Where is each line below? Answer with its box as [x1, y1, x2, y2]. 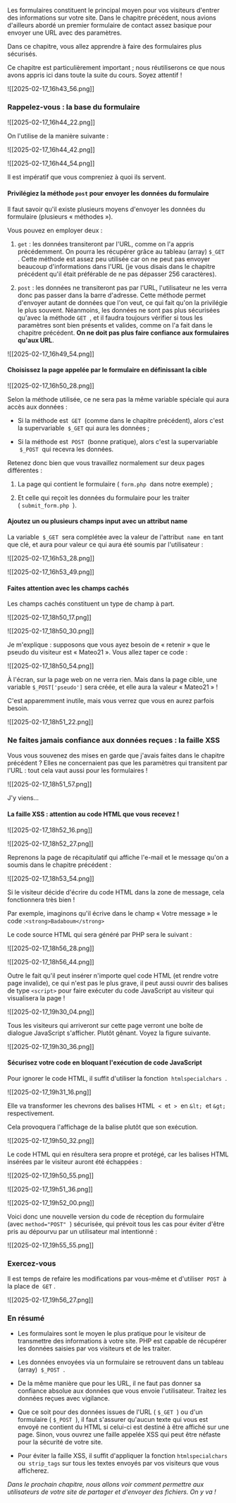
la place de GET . [7, 1282, 56, 1291]
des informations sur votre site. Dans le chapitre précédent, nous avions [7, 13, 217, 22]
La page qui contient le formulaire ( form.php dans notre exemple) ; [17, 479, 213, 488]
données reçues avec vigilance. [17, 1394, 111, 1403]
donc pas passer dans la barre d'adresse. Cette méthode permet [17, 291, 206, 299]
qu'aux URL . [17, 335, 54, 345]
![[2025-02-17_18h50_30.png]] [7, 627, 94, 635]
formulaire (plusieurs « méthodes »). [7, 212, 113, 221]
